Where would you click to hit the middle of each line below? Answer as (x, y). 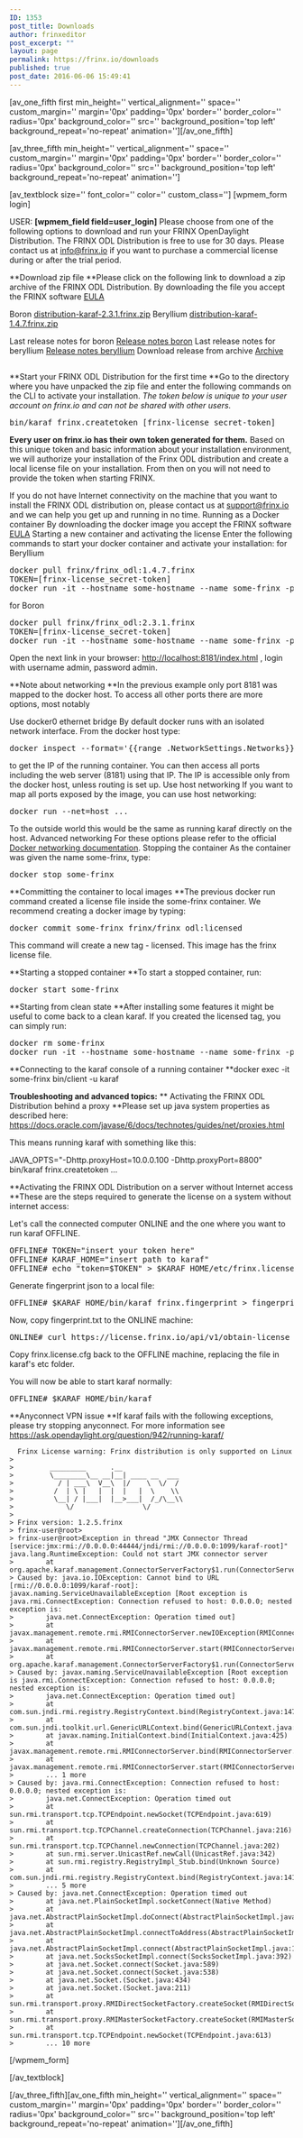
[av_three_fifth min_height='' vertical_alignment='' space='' (119, 148)
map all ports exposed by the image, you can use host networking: (133, 794)
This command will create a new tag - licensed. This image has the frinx (143, 945)
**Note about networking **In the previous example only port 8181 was (143, 685)
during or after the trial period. (65, 260)
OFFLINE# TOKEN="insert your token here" (102, 1251)
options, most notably (50, 704)
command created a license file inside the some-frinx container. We (135, 902)
